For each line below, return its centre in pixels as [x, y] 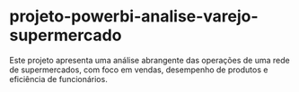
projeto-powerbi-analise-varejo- [134, 17]
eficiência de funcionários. [58, 79]
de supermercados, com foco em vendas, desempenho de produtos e [139, 70]
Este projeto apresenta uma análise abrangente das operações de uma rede [149, 60]
